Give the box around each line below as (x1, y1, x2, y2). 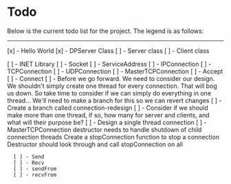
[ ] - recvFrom (13, 171, 57, 179)
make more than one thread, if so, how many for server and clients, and (7, 111, 210, 119)
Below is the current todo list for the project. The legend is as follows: (7, 27, 204, 35)
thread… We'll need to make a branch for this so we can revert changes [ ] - (7, 96, 222, 104)
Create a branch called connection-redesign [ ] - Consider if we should (7, 104, 208, 112)
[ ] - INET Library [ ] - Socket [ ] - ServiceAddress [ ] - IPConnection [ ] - (7, 60, 212, 68)
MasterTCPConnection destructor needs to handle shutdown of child (7, 125, 202, 134)
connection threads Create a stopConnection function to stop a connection (7, 133, 220, 141)
